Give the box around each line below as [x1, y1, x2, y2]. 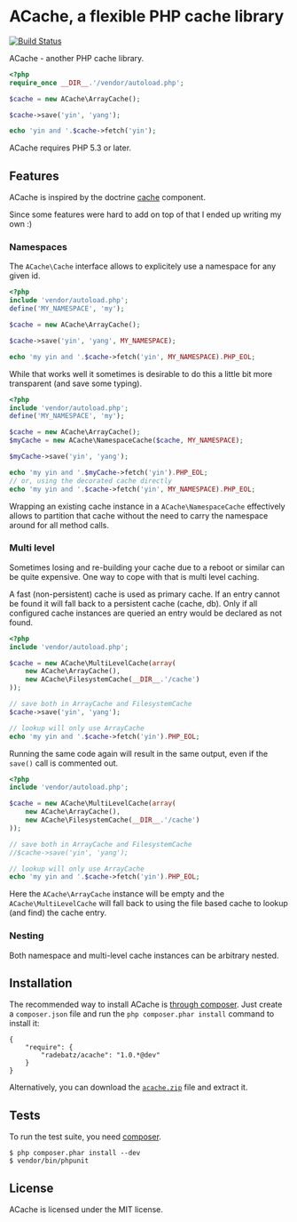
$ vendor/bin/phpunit [9, 1156, 90, 1166]
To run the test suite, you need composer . [9, 1131, 162, 1142]
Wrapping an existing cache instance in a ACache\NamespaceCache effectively [9, 501, 285, 511]
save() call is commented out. [9, 758, 119, 768]
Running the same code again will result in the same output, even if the [9, 748, 269, 759]
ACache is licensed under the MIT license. [9, 1204, 164, 1215]
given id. [9, 270, 41, 281]
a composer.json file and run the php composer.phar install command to [9, 1009, 275, 1019]
